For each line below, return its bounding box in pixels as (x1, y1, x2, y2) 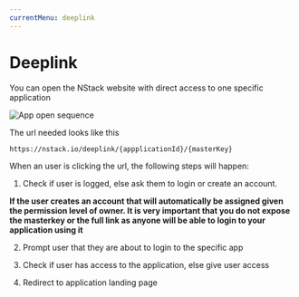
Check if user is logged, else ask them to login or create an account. (22, 177, 278, 188)
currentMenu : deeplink (9, 13, 95, 23)
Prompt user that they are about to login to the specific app (22, 242, 244, 253)
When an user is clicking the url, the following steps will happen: (9, 160, 249, 171)
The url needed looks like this (9, 127, 120, 138)
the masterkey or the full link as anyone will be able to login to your (9, 215, 265, 225)
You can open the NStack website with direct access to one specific (9, 82, 265, 93)
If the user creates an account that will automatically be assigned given (9, 196, 284, 206)
